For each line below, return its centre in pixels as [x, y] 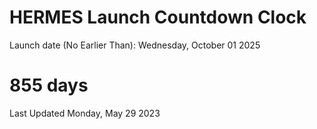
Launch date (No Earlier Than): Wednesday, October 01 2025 [135, 45]
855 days [49, 85]
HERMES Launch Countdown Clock [158, 17]
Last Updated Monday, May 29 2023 [85, 113]
